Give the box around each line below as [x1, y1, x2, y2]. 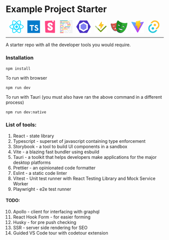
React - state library [13, 133, 54, 139]
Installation [6, 54, 34, 61]
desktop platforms [13, 159, 51, 165]
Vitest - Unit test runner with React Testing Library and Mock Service [13, 175, 156, 181]
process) [6, 99, 25, 106]
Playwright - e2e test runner [13, 186, 72, 192]
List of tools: [6, 121, 37, 128]
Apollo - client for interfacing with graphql [13, 208, 100, 214]
